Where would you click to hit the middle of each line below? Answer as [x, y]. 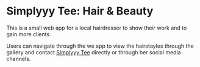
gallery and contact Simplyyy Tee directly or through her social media [94, 52]
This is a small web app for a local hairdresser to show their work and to [97, 28]
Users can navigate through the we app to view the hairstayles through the [100, 46]
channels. [19, 59]
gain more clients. [29, 34]
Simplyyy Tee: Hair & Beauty [80, 11]
